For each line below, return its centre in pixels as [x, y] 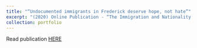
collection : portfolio [34, 22]
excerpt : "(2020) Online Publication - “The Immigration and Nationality [99, 17]
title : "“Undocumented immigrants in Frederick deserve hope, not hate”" [99, 11]
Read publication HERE [34, 39]
